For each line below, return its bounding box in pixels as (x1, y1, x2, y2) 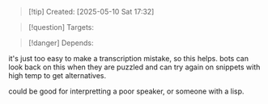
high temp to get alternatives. (8, 71, 107, 80)
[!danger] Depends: (28, 38, 94, 48)
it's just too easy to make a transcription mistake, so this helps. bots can (8, 54, 249, 63)
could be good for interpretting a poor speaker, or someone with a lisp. (8, 86, 245, 96)
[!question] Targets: (28, 23, 95, 31)
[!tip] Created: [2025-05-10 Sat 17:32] (28, 7, 155, 16)
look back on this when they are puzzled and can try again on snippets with (8, 62, 261, 72)
